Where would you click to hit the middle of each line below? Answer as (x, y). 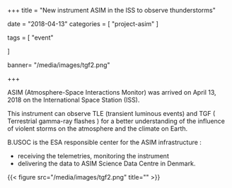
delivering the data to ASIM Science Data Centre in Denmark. (106, 163)
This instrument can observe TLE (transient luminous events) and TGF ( (111, 113)
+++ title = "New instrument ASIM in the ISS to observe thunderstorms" (111, 10)
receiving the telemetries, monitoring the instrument (93, 156)
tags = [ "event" (31, 37)
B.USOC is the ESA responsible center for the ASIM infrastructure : (104, 142)
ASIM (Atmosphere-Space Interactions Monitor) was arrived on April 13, (112, 92)
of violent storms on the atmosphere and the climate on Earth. (98, 129)
